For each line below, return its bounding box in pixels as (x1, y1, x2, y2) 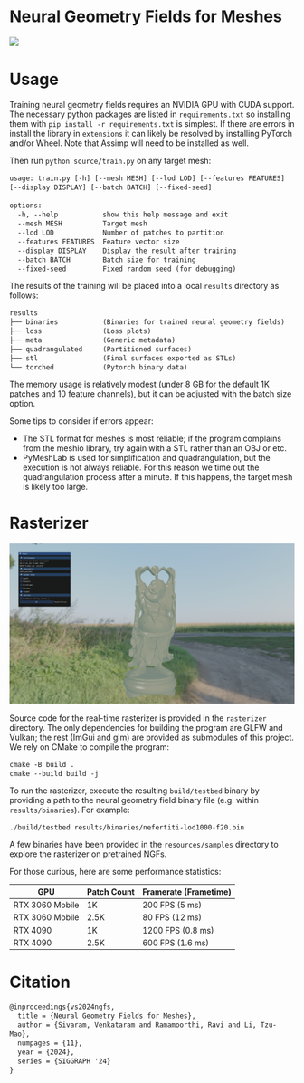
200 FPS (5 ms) (142, 899, 202, 911)
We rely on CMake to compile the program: (9, 742, 170, 752)
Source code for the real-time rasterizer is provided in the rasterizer (9, 713, 267, 724)
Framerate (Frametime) (142, 886, 233, 897)
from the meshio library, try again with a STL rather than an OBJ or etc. (22, 442, 288, 454)
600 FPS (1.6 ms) (142, 937, 210, 948)
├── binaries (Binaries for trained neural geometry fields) (9, 317, 285, 327)
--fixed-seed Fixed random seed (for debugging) (17, 264, 237, 273)
